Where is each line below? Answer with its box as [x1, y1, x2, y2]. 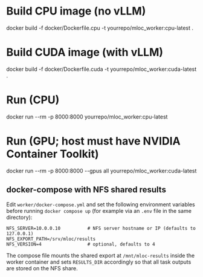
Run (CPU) [6, 93, 60, 107]
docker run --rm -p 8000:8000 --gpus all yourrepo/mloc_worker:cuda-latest [6, 167, 197, 174]
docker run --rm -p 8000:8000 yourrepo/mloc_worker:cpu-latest [6, 113, 168, 120]
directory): [6, 213, 33, 221]
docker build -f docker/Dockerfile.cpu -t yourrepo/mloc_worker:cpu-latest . [6, 24, 194, 31]
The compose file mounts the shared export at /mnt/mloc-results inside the [6, 252, 195, 259]
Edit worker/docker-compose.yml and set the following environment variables [6, 201, 195, 208]
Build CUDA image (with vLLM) [6, 45, 164, 59]
